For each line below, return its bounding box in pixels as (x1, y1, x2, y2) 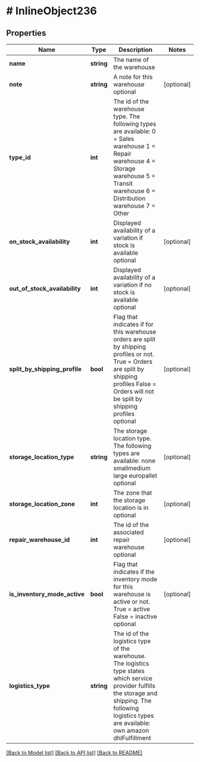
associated (112, 528, 144, 536)
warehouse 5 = (112, 172, 156, 180)
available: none (112, 457, 156, 464)
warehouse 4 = (112, 157, 156, 165)
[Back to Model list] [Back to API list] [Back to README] (6, 749, 143, 756)
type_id (9, 153, 31, 162)
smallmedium (112, 464, 151, 472)
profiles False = (112, 380, 157, 388)
